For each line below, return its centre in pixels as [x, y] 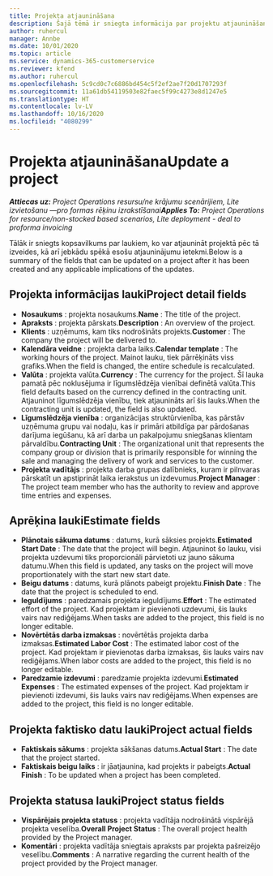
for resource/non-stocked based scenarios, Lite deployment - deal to [125, 218]
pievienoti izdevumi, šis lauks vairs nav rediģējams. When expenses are [139, 696]
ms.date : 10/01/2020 [44, 46]
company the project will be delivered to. [89, 340]
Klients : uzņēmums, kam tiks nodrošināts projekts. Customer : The [133, 331]
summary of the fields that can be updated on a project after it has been [129, 260]
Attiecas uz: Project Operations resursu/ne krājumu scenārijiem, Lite [124, 201]
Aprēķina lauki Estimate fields [85, 521]
